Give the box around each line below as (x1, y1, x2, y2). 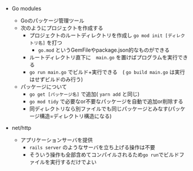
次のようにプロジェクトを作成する (20, 25, 104, 31)
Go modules (11, 5, 42, 12)
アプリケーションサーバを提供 (20, 136, 93, 143)
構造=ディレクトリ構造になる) (39, 113, 112, 119)
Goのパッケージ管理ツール (20, 17, 85, 24)
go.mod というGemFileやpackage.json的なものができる (38, 46, 170, 53)
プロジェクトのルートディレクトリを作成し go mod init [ (29, 32, 168, 39)
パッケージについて (20, 83, 67, 90)
